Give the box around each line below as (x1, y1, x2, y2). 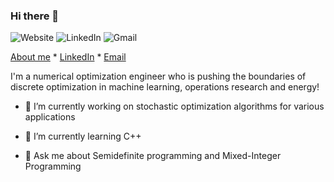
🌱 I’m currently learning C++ (24, 130, 142, 143)
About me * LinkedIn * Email (10, 51, 127, 63)
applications (24, 111, 76, 123)
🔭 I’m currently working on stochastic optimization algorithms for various (24, 100, 325, 113)
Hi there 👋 (10, 9, 60, 23)
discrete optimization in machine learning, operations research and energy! (10, 81, 320, 93)
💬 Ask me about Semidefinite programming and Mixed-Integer (24, 150, 282, 162)
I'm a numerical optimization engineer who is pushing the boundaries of (10, 70, 307, 83)
